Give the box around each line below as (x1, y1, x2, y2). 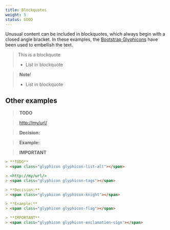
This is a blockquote (17, 52, 60, 58)
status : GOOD (5, 17, 33, 22)
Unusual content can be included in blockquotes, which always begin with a (5, 31, 165, 37)
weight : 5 (5, 12, 27, 17)
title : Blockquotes (5, 7, 47, 13)
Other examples (5, 96, 57, 105)
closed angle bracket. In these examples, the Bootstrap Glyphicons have (5, 36, 158, 42)
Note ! (19, 72, 32, 78)
